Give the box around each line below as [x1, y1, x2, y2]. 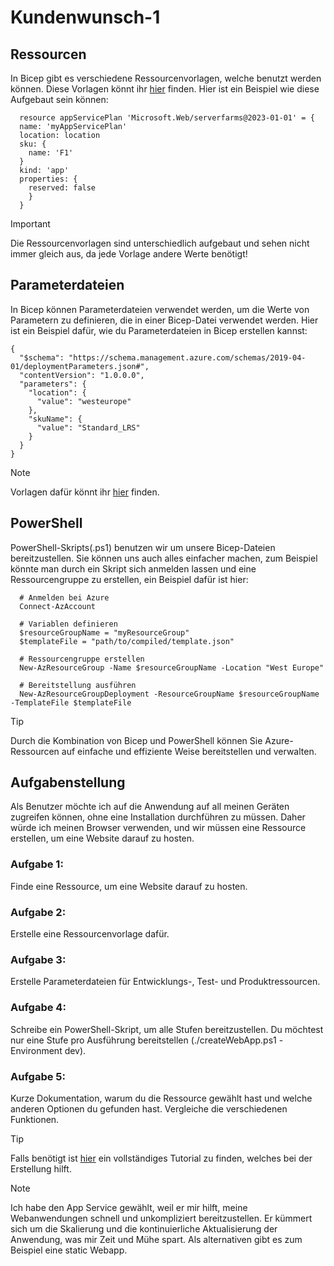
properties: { [19, 174, 78, 184]
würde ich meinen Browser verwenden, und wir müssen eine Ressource [10, 822, 307, 834]
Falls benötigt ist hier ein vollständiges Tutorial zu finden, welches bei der [10, 1152, 313, 1164]
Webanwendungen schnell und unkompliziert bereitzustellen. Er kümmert [10, 1212, 313, 1224]
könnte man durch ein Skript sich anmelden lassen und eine [10, 562, 257, 575]
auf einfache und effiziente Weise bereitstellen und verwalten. [61, 745, 317, 757]
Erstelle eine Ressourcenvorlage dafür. [10, 928, 170, 940]
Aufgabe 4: [10, 1001, 67, 1015]
